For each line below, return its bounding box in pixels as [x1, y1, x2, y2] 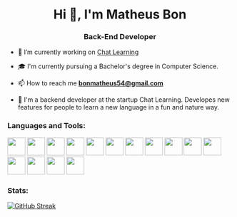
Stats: [7, 185, 29, 195]
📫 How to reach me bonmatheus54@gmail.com [17, 79, 164, 88]
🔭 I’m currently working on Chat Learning [17, 48, 139, 56]
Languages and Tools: [7, 121, 86, 131]
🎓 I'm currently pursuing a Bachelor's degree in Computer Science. [17, 62, 219, 70]
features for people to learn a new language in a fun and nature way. [17, 103, 220, 112]
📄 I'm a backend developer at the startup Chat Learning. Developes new [17, 95, 230, 104]
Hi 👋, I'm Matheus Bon [53, 6, 187, 23]
